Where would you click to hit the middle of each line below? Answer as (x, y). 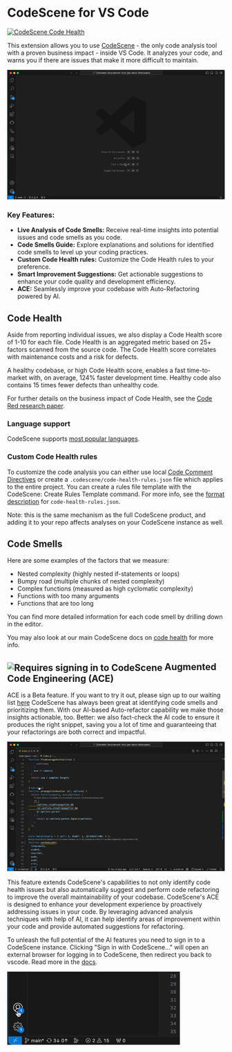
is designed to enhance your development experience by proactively (105, 904)
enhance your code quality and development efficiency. (96, 281)
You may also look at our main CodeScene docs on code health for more (110, 638)
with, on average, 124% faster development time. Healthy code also (125, 378)
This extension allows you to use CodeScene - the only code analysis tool (112, 45)
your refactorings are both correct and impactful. (77, 732)
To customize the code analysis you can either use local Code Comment (110, 472)
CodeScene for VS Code (78, 13)
